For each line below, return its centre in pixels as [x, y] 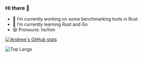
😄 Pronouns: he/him [34, 30]
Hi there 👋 [18, 8]
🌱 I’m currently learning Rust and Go [50, 24]
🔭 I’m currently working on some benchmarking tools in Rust [75, 19]
